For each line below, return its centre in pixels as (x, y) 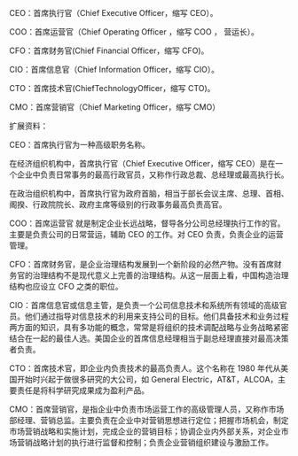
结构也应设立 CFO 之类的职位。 (67, 286)
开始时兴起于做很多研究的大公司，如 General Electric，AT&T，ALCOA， (147, 379)
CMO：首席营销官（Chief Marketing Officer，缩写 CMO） (114, 107)
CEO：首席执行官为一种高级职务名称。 (80, 145)
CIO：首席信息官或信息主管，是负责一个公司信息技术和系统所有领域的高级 (144, 305)
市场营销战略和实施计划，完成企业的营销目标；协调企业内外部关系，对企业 (145, 431)
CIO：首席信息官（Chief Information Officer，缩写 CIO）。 (114, 70)
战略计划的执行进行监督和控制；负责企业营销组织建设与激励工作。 (153, 442)
